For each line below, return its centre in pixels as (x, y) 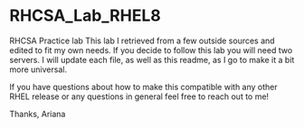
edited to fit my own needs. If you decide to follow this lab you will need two (151, 50)
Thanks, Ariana (38, 114)
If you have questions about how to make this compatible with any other (143, 87)
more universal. (38, 69)
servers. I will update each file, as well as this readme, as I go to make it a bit (152, 59)
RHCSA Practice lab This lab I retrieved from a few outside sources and (142, 41)
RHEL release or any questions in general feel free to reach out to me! (139, 96)
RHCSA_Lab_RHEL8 (85, 16)
